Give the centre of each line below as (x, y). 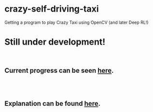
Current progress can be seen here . (59, 71)
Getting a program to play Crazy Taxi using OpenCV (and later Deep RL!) (76, 22)
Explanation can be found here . (53, 104)
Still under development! (55, 42)
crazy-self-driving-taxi (52, 9)
